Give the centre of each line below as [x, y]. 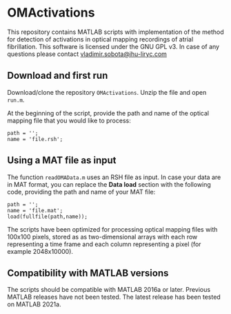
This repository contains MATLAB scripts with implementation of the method [115, 32]
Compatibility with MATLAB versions [88, 273]
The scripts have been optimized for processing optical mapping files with [112, 229]
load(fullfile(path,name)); [48, 216]
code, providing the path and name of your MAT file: [81, 192]
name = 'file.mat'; [35, 210]
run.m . [16, 100]
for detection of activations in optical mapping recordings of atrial [100, 39]
